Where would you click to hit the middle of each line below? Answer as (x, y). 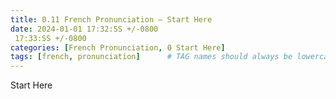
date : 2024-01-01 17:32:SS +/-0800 (84, 29)
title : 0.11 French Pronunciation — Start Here (111, 19)
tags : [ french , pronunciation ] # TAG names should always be (151, 57)
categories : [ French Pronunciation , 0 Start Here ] (118, 47)
